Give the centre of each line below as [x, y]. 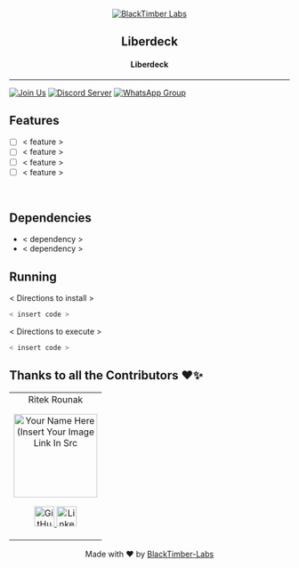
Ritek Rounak [55, 399]
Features [34, 120]
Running [33, 276]
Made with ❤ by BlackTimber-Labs [149, 554]
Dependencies [50, 218]
